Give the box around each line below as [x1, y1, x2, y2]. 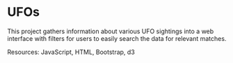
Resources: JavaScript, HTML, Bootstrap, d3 [7, 48, 136, 56]
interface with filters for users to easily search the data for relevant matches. [7, 34, 227, 42]
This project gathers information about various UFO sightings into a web [7, 27, 214, 35]
